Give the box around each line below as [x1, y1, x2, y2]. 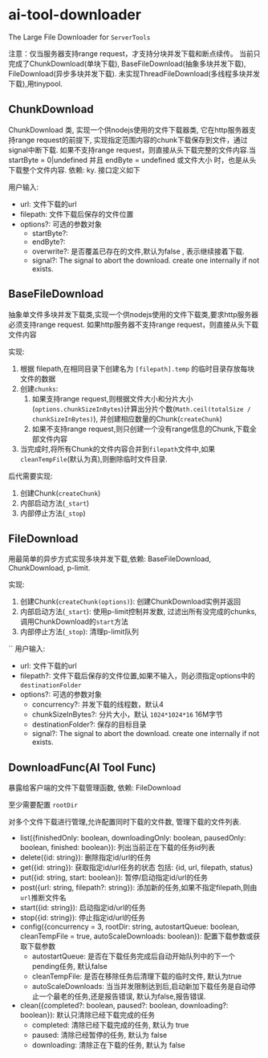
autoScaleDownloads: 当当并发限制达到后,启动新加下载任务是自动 [31, 982, 249, 991]
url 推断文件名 [19, 893, 67, 902]
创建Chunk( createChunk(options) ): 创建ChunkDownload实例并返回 [19, 596, 241, 607]
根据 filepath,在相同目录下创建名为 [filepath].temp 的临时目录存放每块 [19, 364, 255, 373]
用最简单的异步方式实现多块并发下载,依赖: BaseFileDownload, [8, 554, 212, 564]
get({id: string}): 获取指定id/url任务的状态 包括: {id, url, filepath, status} [19, 863, 254, 873]
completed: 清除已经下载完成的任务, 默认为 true [31, 1020, 189, 1030]
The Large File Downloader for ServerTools [8, 32, 151, 42]
